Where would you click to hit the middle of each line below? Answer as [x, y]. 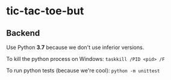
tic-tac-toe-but [45, 11]
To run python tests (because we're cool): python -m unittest [83, 70]
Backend [23, 33]
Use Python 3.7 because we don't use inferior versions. [75, 47]
